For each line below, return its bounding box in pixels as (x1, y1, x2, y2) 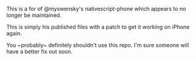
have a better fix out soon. (6, 48, 73, 55)
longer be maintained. (6, 12, 62, 19)
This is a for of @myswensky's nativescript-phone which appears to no (6, 5, 186, 12)
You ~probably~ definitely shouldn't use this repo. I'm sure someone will (6, 42, 189, 48)
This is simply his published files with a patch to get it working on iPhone (6, 24, 190, 30)
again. (6, 30, 23, 37)
